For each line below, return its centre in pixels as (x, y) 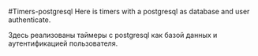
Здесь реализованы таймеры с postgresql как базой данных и (113, 35)
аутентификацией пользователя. (63, 43)
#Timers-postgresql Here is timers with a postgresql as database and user (129, 11)
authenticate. (30, 20)
